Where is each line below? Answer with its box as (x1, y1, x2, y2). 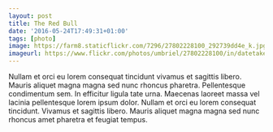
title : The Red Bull (8, 19, 79, 28)
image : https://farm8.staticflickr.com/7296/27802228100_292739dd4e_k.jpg (8, 42, 267, 50)
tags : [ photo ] (8, 34, 57, 43)
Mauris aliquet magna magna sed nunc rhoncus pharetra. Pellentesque (8, 80, 246, 90)
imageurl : (8, 49, 42, 57)
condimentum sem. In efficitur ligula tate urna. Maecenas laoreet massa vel (8, 89, 260, 98)
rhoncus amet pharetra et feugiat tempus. (8, 115, 148, 124)
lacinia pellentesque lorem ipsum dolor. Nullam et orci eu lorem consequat (8, 98, 257, 107)
